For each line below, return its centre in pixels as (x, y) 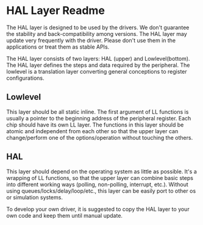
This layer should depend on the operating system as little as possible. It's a (101, 171)
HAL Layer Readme (56, 11)
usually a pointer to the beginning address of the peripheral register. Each (99, 118)
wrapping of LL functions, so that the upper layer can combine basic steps (100, 178)
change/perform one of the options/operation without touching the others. (100, 137)
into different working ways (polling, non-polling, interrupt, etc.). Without (98, 184)
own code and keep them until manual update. (65, 215)
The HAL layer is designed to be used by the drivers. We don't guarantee (98, 27)
